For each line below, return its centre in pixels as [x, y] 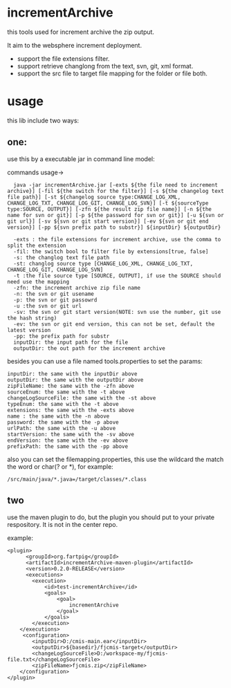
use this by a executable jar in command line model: [81, 159]
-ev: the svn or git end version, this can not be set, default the [114, 324]
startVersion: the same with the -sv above [71, 434]
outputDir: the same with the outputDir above [75, 380]
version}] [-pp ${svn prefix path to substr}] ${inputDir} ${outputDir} [114, 227]
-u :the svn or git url [47, 306]
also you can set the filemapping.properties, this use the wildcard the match [115, 459]
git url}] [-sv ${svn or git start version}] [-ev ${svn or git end [108, 221]
